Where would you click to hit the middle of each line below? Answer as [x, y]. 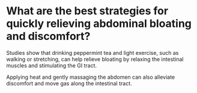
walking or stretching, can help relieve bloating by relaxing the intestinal [95, 59]
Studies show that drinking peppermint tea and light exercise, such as [92, 52]
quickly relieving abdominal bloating [99, 24]
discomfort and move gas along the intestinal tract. [69, 83]
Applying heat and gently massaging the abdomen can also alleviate [91, 77]
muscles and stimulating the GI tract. [52, 65]
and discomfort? [48, 36]
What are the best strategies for [87, 11]
